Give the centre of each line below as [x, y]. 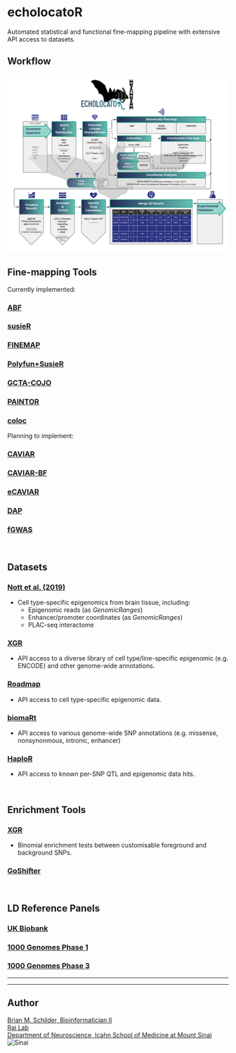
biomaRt [22, 717]
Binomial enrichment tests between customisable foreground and [112, 845]
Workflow [29, 62]
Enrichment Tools [47, 810]
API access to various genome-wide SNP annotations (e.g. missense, [118, 733]
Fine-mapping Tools [52, 273]
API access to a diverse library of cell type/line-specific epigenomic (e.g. [123, 658]
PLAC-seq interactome [61, 625]
